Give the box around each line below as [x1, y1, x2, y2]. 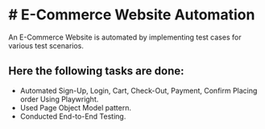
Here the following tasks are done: [8, 64, 184, 78]
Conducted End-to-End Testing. [19, 111, 126, 121]
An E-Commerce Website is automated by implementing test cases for [8, 32, 242, 42]
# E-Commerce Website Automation [8, 6, 255, 24]
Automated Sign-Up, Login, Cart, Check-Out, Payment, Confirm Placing [19, 85, 258, 95]
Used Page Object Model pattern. [19, 102, 131, 112]
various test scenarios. [8, 40, 85, 50]
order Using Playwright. [19, 94, 99, 104]
